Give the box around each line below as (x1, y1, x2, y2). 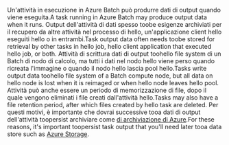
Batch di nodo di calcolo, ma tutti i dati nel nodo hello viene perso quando (7, 57, 215, 65)
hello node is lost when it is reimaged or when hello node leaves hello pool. (7, 79, 219, 87)
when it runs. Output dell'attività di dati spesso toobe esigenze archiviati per (7, 21, 222, 28)
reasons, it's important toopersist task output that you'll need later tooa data (7, 123, 222, 131)
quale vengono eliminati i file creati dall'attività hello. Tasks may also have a (7, 93, 219, 102)
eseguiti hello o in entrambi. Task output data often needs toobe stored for (7, 35, 215, 43)
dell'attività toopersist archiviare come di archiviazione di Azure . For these (7, 115, 215, 123)
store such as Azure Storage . (7, 130, 89, 138)
